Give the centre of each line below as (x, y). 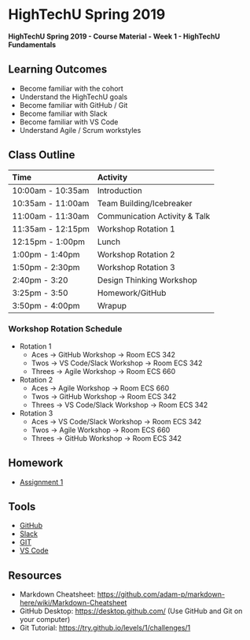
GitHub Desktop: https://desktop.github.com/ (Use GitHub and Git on (131, 611)
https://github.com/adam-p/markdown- (161, 594)
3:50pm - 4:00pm (46, 305)
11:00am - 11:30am (51, 216)
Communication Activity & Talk (154, 216)
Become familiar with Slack (63, 113)
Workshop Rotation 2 (136, 254)
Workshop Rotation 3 (136, 267)
